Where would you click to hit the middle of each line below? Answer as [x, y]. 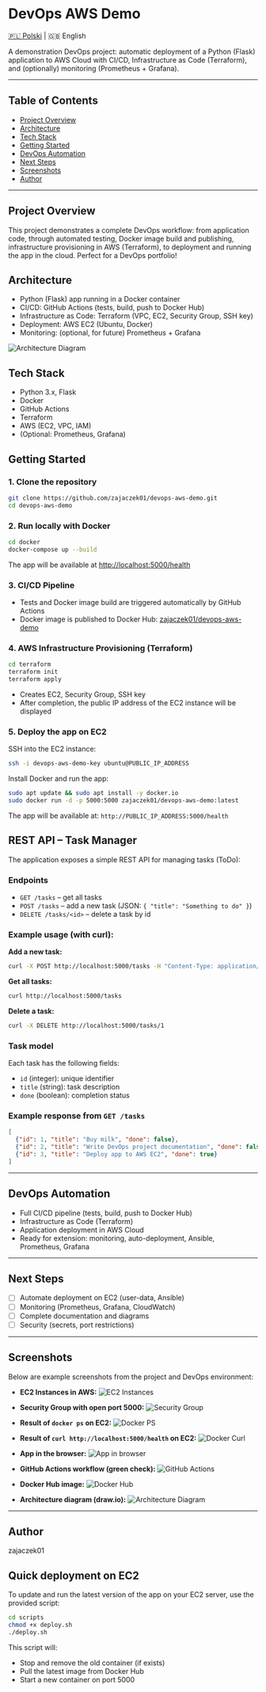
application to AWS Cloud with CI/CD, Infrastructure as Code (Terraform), [128, 59]
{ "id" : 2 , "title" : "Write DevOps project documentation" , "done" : [129, 1147]
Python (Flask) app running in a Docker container [100, 299]
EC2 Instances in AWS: [58, 1392]
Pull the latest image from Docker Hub [82, 1671]
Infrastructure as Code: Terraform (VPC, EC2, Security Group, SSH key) [136, 316]
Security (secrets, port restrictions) [77, 1325]
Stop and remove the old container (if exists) [92, 1663]
